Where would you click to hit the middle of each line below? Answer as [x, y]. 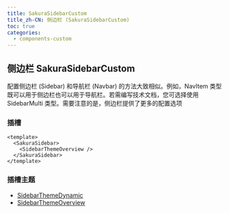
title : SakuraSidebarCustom [47, 13]
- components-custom [42, 39]
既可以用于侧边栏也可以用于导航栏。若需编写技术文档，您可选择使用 [103, 95]
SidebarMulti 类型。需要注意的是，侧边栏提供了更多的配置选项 [95, 103]
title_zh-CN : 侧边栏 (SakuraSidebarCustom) [68, 20]
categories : [24, 33]
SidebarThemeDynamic [50, 195]
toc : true [21, 26]
